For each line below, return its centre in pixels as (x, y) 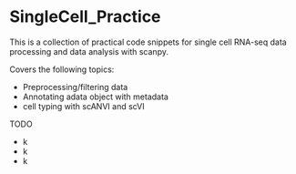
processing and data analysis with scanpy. (89, 51)
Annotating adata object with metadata (95, 97)
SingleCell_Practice (85, 17)
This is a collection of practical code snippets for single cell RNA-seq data (148, 42)
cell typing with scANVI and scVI (84, 106)
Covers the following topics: (62, 69)
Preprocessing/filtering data (75, 87)
